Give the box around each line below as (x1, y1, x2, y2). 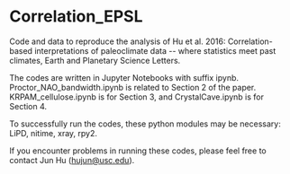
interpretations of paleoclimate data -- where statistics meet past (34, 45, 276, 56)
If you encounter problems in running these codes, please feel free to (9, 145, 267, 156)
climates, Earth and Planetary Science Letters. (9, 55, 181, 65)
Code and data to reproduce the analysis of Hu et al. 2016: (9, 36, 226, 47)
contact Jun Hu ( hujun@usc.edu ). (9, 154, 135, 165)
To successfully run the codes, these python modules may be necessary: (9, 118, 281, 129)
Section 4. (9, 100, 48, 111)
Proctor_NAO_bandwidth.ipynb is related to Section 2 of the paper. (9, 82, 257, 92)
